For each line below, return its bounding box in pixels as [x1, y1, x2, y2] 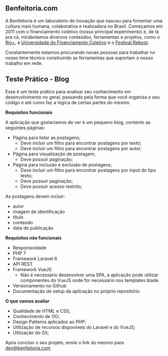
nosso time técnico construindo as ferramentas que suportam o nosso [5, 55, 153, 61]
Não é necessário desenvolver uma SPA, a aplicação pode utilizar [20, 272, 159, 278]
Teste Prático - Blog [5, 75, 69, 84]
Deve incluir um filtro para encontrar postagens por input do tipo [20, 167, 156, 173]
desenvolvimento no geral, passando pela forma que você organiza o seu [5, 94, 160, 100]
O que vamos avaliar [5, 298, 50, 304]
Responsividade [12, 245, 47, 251]
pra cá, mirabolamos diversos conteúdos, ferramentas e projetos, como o [5, 34, 160, 40]
